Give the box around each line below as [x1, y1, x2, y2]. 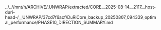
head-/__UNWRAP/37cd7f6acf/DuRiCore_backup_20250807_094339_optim [5, 15, 157, 20]
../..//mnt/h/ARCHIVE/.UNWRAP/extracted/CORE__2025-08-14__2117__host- [5, 4, 156, 10]
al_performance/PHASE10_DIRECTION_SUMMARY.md [5, 19, 113, 25]
